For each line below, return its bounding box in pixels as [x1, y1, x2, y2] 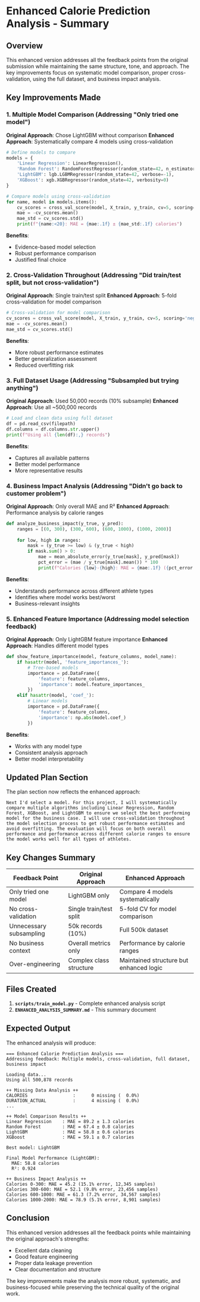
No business [9, 939, 45, 947]
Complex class [68, 956, 110, 965]
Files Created [6, 984, 57, 994]
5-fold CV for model [119, 905, 177, 913]
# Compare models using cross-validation [6, 193, 111, 199]
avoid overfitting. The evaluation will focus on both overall [6, 826, 167, 832]
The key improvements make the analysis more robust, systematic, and [6, 1277, 181, 1284]
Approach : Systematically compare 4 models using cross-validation [6, 138, 174, 145]
